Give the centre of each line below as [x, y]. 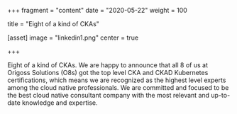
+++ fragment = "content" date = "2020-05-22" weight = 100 [98, 10]
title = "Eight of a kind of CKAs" [53, 24]
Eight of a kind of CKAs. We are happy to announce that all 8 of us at [108, 65]
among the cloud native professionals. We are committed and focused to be [118, 87]
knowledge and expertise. [60, 103]
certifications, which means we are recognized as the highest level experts [117, 80]
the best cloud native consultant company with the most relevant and [109, 95]
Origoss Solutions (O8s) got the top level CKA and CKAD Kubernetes [108, 73]
